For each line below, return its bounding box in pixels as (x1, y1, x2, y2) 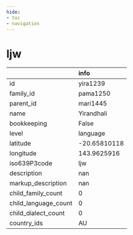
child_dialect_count (9, 209, 65, 218)
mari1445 (78, 99, 107, 108)
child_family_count (9, 189, 63, 198)
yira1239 (78, 79, 105, 88)
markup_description (9, 179, 67, 188)
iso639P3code (9, 159, 53, 168)
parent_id (9, 99, 37, 108)
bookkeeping (9, 119, 47, 128)
